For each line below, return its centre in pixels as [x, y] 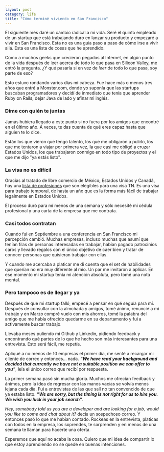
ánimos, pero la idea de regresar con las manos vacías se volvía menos [77, 384]
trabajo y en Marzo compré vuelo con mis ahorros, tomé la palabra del [76, 314]
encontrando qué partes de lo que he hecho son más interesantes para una [81, 339]
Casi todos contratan [31, 223]
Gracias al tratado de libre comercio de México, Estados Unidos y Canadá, [80, 180]
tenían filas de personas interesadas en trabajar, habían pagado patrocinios [81, 245]
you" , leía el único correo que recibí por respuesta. [57, 369]
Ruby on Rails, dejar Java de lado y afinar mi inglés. [57, 98]
